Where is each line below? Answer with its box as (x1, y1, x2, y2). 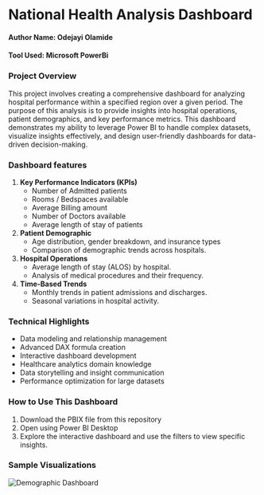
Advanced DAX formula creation (19, 343, 126, 352)
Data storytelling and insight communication (19, 368, 165, 378)
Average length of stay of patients (31, 219, 143, 229)
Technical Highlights (8, 316, 90, 327)
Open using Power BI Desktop (19, 422, 118, 432)
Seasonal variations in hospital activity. (31, 296, 159, 305)
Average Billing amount (31, 202, 108, 212)
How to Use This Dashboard (8, 396, 118, 407)
